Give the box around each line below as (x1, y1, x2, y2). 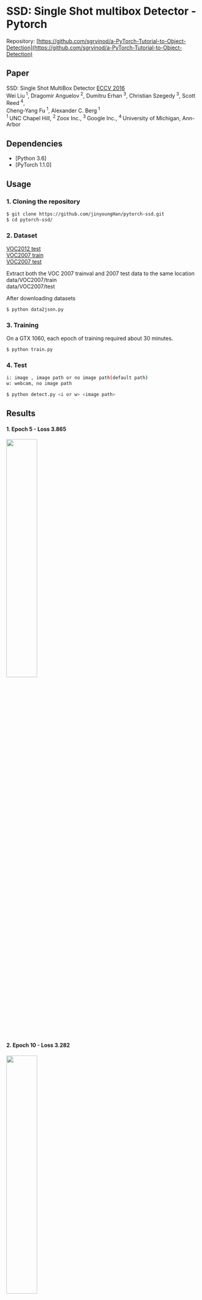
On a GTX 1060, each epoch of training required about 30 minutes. (6, 334, 173, 342)
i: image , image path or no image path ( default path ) (6, 375, 148, 381)
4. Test (6, 361, 27, 369)
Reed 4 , (6, 98, 26, 107)
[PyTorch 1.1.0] (15, 161, 52, 168)
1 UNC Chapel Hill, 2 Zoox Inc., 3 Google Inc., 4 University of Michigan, (6, 113, 181, 121)
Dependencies (6, 139, 63, 149)
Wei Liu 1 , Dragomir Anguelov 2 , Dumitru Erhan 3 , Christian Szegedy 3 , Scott (6, 90, 196, 99)
